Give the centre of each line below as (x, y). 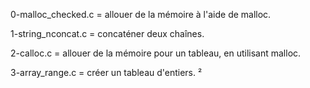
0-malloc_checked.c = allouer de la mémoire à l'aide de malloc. (141, 14)
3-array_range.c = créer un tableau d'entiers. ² (106, 72)
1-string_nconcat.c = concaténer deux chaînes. (107, 33)
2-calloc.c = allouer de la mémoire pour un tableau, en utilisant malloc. (156, 53)
